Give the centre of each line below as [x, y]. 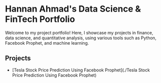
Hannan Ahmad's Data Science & [73, 9]
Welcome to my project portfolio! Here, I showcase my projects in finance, [79, 33]
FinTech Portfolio [40, 19]
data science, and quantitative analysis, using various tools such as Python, [81, 38]
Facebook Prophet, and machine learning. [47, 43]
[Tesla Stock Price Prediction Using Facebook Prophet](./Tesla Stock [81, 70]
